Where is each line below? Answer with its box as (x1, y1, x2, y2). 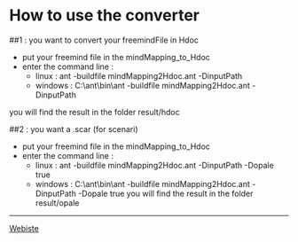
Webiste (9, 222, 40, 233)
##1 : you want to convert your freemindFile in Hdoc (9, 35, 200, 45)
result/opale (35, 197, 80, 208)
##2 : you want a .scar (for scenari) (9, 123, 138, 134)
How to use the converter (9, 5, 200, 26)
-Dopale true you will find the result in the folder (78, 188, 254, 199)
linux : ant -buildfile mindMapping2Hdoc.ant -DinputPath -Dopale (35, 160, 275, 170)
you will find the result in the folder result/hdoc (9, 106, 180, 117)
